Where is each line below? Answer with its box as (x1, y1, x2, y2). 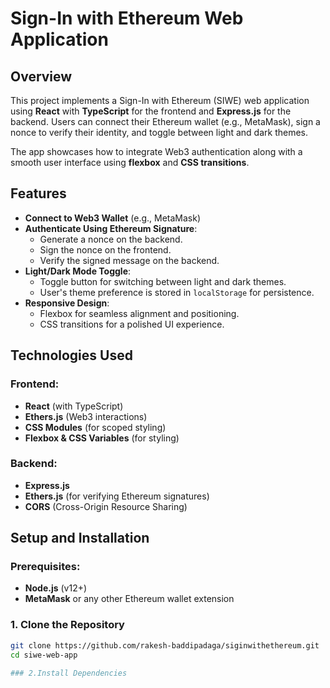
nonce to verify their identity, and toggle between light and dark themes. (10, 127, 309, 138)
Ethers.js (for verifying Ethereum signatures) (24, 490, 210, 502)
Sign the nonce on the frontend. (39, 243, 172, 256)
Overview (10, 68, 73, 85)
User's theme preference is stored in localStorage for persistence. (39, 286, 315, 298)
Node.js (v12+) (24, 582, 88, 594)
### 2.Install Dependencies (10, 668, 128, 678)
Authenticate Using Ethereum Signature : (24, 222, 198, 234)
